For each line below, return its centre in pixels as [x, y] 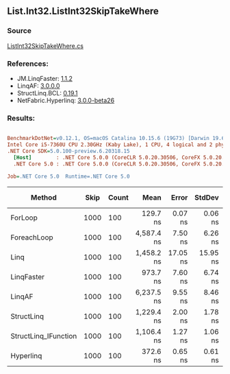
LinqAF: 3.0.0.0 [38, 86]
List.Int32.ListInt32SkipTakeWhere [83, 11]
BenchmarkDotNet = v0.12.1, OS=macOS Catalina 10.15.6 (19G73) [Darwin [108, 139]
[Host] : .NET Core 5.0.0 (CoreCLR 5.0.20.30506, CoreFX [107, 157]
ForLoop [24, 218]
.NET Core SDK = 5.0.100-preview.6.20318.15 [68, 151]
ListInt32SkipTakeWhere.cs [46, 46]
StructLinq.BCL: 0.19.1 [47, 93]
